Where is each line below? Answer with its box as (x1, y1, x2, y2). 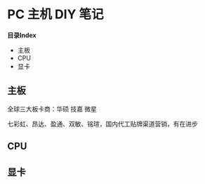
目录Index (7, 31, 37, 39)
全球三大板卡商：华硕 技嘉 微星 (7, 105, 97, 113)
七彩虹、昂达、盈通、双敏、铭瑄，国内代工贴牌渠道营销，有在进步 (7, 119, 198, 128)
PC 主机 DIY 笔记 (7, 6, 104, 22)
